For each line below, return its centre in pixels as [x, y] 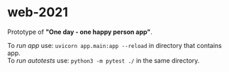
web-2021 [38, 12]
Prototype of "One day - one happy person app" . [80, 32]
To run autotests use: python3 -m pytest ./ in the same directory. [104, 60]
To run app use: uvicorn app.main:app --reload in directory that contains [114, 45]
